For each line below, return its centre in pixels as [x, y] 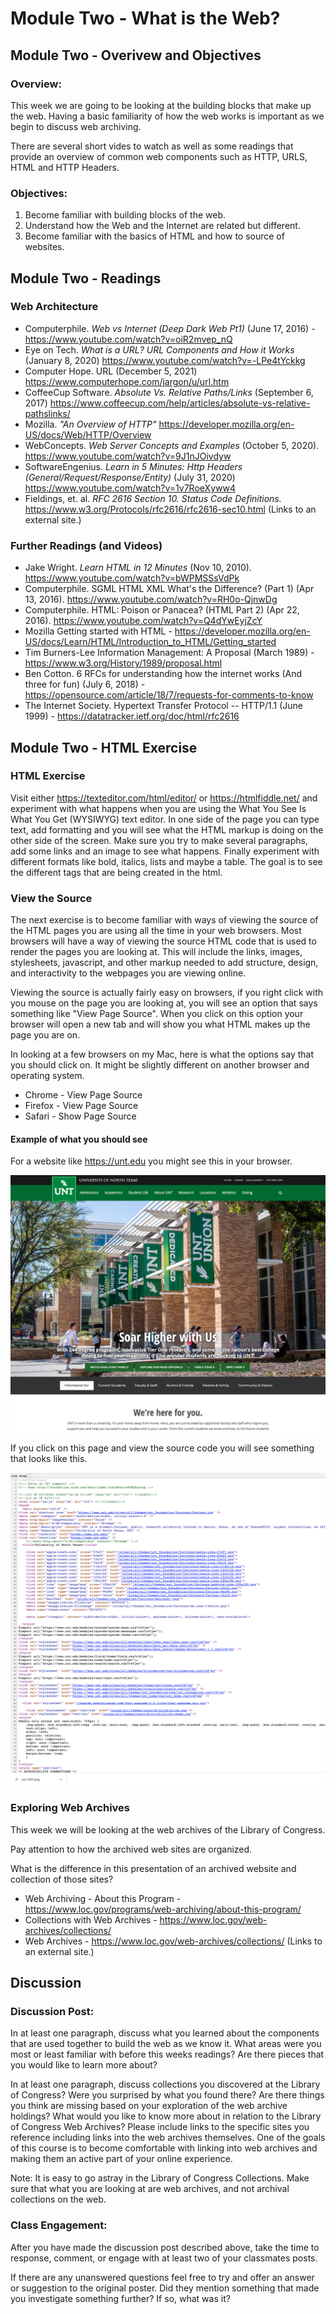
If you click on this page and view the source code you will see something [162, 1448]
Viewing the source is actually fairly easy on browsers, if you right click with [167, 993]
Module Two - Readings [86, 278]
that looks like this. [49, 1459]
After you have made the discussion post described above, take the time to [165, 2247]
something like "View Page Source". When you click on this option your [157, 1014]
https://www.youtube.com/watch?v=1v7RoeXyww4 [130, 488]
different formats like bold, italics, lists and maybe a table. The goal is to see [166, 861]
